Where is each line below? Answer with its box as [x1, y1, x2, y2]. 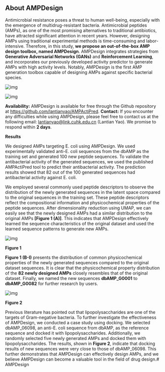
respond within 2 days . [5, 124, 52, 130]
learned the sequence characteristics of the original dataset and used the [5, 220, 154, 226]
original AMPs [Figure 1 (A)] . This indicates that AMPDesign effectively [5, 215, 149, 221]
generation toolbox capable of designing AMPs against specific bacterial [5, 69, 153, 75]
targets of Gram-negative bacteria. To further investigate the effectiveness [5, 314, 157, 320]
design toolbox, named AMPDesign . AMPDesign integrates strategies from [5, 48, 159, 54]
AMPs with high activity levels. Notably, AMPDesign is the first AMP [5, 64, 142, 70]
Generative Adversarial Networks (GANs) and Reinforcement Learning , [5, 54, 154, 60]
